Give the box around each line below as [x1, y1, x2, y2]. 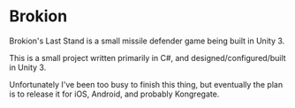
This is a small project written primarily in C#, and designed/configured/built [9, 52, 286, 63]
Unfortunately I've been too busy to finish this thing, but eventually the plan [9, 79, 284, 89]
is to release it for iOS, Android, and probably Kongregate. [9, 89, 220, 99]
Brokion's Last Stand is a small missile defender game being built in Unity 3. [9, 35, 285, 46]
